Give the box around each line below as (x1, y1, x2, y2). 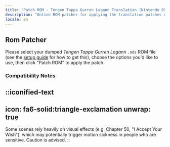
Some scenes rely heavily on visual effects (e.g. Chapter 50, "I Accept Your (5, 126, 162, 132)
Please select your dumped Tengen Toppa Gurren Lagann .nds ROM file (5, 49, 156, 55)
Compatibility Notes (5, 72, 56, 79)
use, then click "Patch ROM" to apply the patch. (5, 60, 105, 66)
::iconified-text (5, 88, 54, 96)
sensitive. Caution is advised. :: (5, 137, 70, 143)
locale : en (5, 17, 28, 22)
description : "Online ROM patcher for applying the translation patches (5, 12, 162, 17)
